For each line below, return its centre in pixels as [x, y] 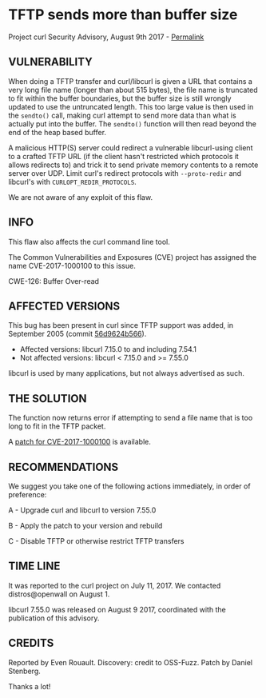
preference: [28, 495]
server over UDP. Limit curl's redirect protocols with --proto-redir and [125, 173]
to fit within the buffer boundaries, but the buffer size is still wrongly [120, 98]
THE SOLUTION [48, 399]
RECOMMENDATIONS [64, 467]
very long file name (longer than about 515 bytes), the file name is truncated [133, 90]
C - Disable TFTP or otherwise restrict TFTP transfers [96, 541]
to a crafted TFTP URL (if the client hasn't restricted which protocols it [124, 156]
